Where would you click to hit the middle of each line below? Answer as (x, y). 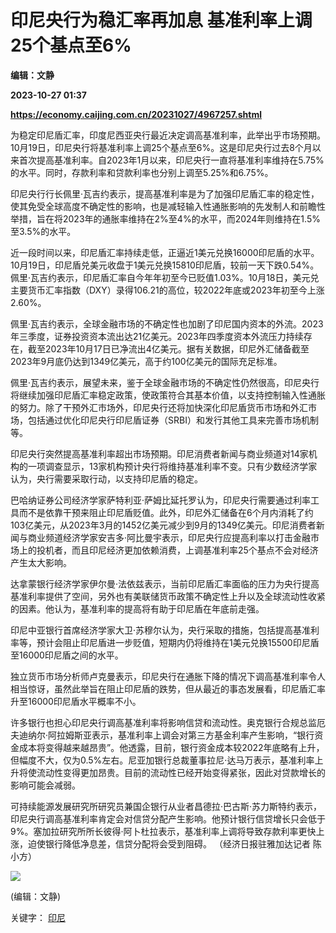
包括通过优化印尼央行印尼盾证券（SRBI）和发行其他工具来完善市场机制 (173, 420)
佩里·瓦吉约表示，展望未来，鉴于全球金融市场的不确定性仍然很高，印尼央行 (165, 382)
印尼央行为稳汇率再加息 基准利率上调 (161, 20)
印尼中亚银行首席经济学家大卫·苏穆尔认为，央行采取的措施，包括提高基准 (161, 630)
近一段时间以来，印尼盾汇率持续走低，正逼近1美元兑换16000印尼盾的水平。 (165, 252)
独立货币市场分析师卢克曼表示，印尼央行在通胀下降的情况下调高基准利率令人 (168, 676)
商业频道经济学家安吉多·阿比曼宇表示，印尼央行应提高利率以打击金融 (169, 537)
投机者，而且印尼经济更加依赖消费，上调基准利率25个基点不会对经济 (177, 550)
